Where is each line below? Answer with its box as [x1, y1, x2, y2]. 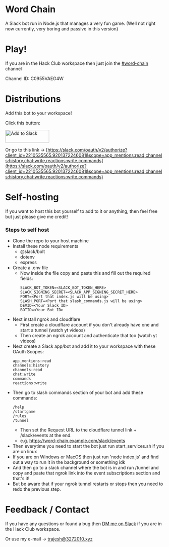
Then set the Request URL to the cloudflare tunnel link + [20, 427, 137, 433]
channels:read [12, 368, 42, 373]
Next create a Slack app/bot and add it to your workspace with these [12, 343, 156, 349]
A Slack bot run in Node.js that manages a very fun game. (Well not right [5, 20, 156, 26]
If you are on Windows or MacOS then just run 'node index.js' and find [12, 454, 159, 460]
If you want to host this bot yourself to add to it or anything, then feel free [5, 208, 158, 214]
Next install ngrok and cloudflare [12, 316, 81, 322]
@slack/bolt [20, 248, 45, 254]
